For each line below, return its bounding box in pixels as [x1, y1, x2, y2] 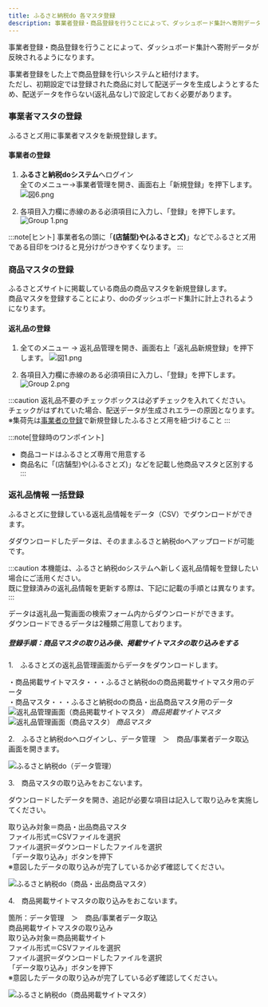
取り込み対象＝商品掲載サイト [8, 933, 106, 942]
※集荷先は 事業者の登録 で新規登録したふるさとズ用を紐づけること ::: [8, 415, 231, 424]
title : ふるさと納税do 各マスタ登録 [8, 11, 116, 20]
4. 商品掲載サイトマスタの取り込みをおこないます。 [8, 896, 182, 906]
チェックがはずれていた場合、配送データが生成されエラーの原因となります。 [8, 405, 259, 415]
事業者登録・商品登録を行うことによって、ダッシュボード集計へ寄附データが [8, 42, 259, 52]
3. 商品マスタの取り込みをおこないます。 [8, 778, 144, 787]
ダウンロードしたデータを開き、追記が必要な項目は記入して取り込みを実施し [8, 794, 259, 804]
